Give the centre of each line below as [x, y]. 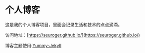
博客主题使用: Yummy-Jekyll [33, 45]
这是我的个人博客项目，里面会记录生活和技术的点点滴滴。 [64, 25]
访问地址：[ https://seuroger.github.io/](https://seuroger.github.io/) [72, 35]
